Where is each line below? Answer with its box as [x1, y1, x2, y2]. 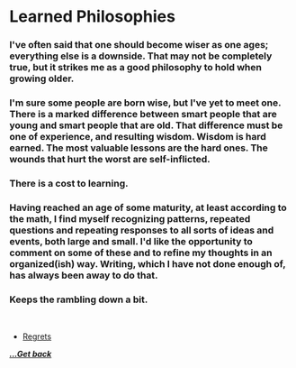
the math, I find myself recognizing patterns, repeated [9, 212, 251, 225]
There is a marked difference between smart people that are [9, 108, 277, 121]
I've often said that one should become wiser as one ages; [9, 39, 269, 51]
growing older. [9, 72, 75, 85]
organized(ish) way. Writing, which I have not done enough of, [9, 257, 286, 270]
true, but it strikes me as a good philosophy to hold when [9, 61, 263, 74]
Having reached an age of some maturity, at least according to [9, 201, 288, 214]
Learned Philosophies [9, 6, 175, 27]
